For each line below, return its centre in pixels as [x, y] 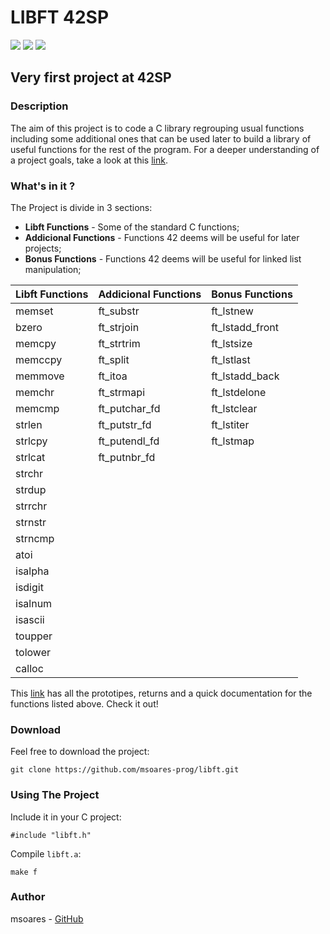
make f [24, 872]
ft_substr [119, 311]
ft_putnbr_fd [127, 457]
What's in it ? [43, 186]
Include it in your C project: [66, 817]
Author [28, 897]
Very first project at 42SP [91, 77]
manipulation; [53, 269]
